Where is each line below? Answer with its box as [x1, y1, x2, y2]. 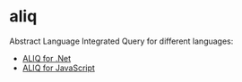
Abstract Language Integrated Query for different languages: [9, 36, 234, 46]
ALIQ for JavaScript [22, 62, 96, 73]
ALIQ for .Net [22, 53, 72, 63]
